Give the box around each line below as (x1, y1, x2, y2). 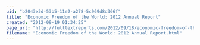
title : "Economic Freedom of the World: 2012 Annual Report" (6, 14, 161, 20)
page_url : (6, 25, 31, 31)
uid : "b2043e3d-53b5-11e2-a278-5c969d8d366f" (6, 8, 121, 15)
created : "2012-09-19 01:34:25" (6, 19, 86, 25)
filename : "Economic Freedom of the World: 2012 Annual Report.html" (6, 30, 183, 36)
